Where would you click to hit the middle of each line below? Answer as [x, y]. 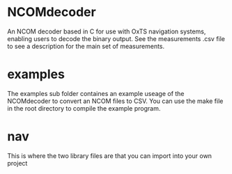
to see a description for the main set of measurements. [86, 46]
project [17, 163]
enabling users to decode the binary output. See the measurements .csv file [116, 38]
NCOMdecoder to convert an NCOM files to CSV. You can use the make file [115, 101]
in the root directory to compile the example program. [84, 108]
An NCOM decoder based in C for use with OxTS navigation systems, [107, 31]
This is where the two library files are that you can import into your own [110, 156]
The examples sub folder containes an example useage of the [96, 93]
